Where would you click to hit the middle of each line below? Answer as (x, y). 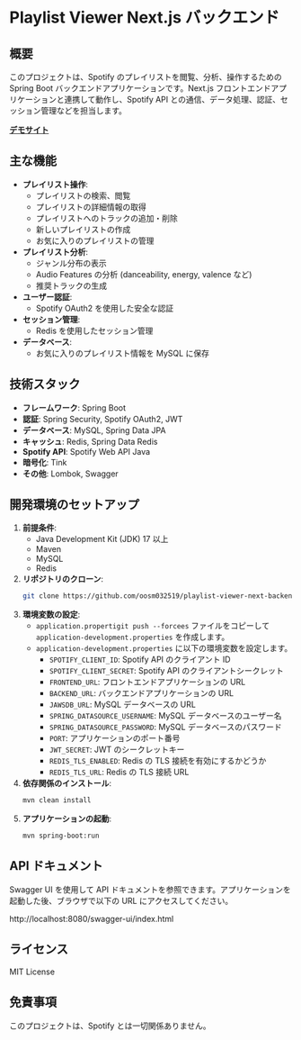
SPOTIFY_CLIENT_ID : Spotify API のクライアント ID (140, 660)
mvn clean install (57, 800)
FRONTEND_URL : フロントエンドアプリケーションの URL (147, 682)
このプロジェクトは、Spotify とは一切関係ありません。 (110, 1026)
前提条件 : (39, 528)
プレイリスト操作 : (55, 184)
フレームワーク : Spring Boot (74, 407)
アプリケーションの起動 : (67, 818)
